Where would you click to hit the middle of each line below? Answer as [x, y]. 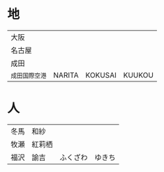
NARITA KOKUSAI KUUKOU [103, 75]
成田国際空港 [29, 75]
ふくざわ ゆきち [88, 157]
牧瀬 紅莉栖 [32, 144]
